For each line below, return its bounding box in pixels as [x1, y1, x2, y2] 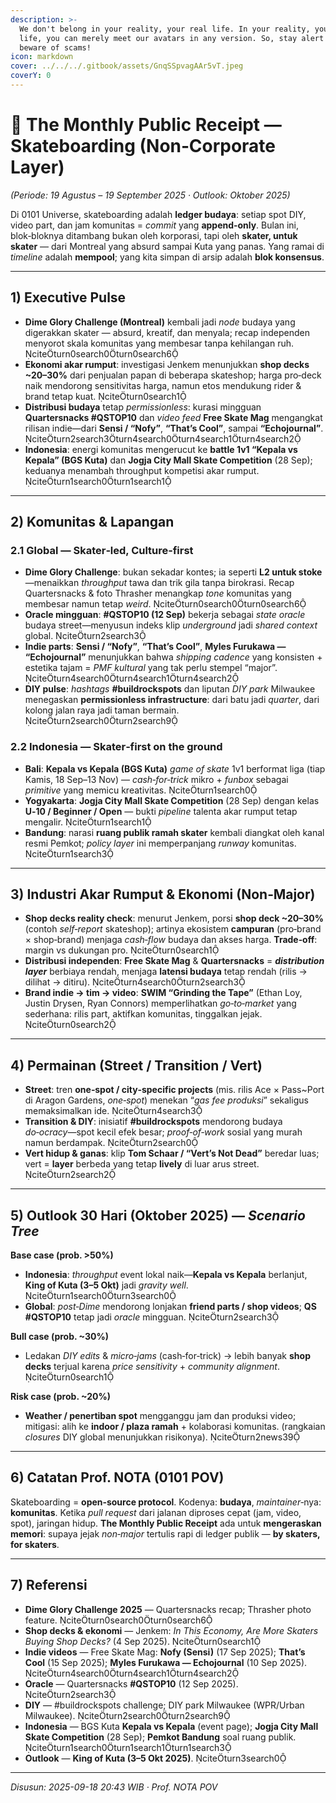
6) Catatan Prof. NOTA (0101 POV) [10, 1469, 225, 1486]
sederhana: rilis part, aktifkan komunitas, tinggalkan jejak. [24, 1008, 263, 1020]
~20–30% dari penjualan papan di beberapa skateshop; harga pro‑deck [24, 369, 322, 381]
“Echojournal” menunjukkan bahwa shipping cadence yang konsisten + [24, 651, 323, 663]
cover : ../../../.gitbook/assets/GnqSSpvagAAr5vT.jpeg [10, 61, 244, 71]
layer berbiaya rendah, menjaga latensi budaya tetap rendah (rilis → [24, 966, 308, 978]
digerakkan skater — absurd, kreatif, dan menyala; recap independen [24, 326, 310, 338]
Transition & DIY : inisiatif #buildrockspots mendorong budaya [24, 1116, 283, 1128]
